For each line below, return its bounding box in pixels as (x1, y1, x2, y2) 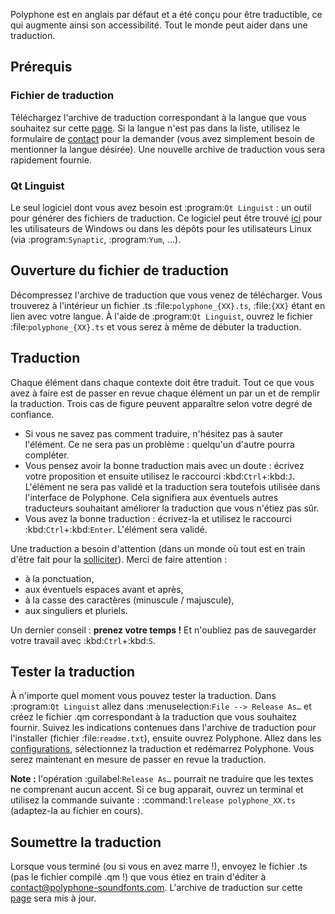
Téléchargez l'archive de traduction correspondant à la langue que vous (10, 111, 307, 123)
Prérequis (10, 59, 73, 76)
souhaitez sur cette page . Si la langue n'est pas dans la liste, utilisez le (10, 122, 300, 134)
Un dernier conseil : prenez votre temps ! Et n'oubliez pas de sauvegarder (10, 624, 317, 636)
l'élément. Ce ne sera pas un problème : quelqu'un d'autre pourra (24, 438, 295, 450)
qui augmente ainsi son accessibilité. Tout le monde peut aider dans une (10, 19, 308, 31)
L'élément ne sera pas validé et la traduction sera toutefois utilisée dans (24, 480, 321, 493)
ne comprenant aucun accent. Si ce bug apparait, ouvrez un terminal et (10, 784, 304, 796)
